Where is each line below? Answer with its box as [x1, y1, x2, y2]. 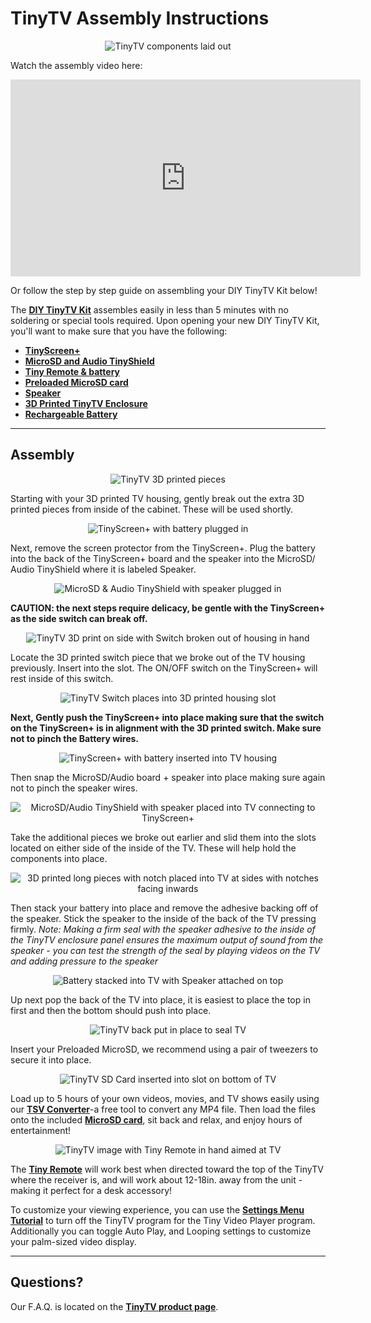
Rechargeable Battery [24, 408, 118, 420]
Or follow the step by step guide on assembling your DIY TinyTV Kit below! [10, 284, 318, 296]
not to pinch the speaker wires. [10, 782, 138, 794]
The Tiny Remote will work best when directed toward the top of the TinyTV [10, 1163, 324, 1175]
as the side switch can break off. [10, 612, 148, 624]
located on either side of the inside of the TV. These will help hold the [10, 842, 297, 854]
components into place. [10, 852, 108, 864]
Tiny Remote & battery [24, 365, 120, 377]
